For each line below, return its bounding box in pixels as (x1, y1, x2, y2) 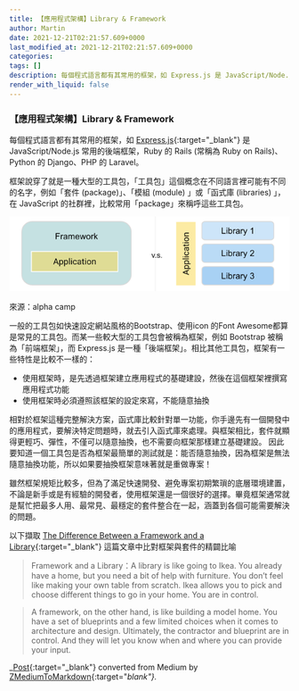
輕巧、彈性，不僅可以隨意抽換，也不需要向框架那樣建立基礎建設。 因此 (24, 437, 285, 447)
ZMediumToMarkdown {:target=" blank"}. (9, 671, 158, 682)
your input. (30, 645, 71, 655)
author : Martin (9, 23, 66, 33)
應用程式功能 (21, 384, 69, 395)
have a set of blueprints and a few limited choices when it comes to (30, 616, 279, 627)
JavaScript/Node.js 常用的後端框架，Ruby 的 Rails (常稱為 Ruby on (9, 146, 254, 156)
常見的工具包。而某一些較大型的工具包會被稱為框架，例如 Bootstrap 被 (16, 331, 276, 343)
